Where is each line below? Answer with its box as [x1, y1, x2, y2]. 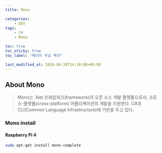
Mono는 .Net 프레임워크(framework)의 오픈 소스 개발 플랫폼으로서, [17, 94, 148, 100]
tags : [5, 25, 16, 30]
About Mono [5, 80, 45, 89]
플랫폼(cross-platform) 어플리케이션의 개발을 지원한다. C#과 [23, 101, 142, 107]
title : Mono [5, 7, 30, 12]
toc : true [5, 44, 26, 49]
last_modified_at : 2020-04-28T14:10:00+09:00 [5, 62, 101, 67]
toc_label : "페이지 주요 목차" [5, 53, 63, 58]
